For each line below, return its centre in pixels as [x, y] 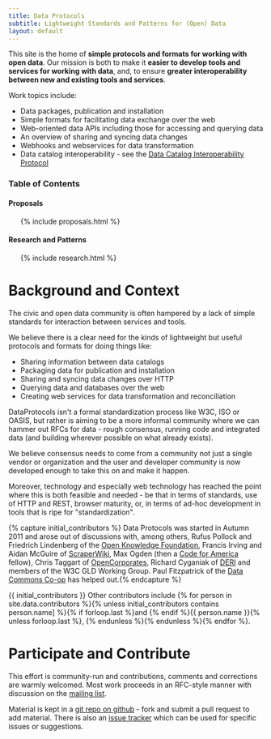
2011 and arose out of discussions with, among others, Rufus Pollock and [130, 536]
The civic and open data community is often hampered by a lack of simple [132, 313]
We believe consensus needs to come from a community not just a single [130, 453]
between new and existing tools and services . [87, 80]
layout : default [36, 31]
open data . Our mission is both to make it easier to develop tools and [125, 62]
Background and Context [94, 290]
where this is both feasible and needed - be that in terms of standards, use [133, 494]
